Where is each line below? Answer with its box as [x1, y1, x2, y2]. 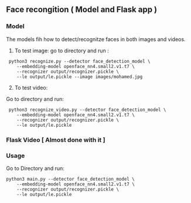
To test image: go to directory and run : [14, 47, 110, 54]
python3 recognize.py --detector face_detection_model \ [8, 58, 151, 64]
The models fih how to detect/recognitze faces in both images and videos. [6, 35, 186, 43]
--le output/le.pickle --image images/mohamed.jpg [16, 73, 143, 80]
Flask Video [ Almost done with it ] [6, 136, 105, 144]
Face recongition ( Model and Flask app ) [6, 5, 158, 15]
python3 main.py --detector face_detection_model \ [6, 176, 135, 182]
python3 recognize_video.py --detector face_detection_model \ [8, 107, 166, 113]
